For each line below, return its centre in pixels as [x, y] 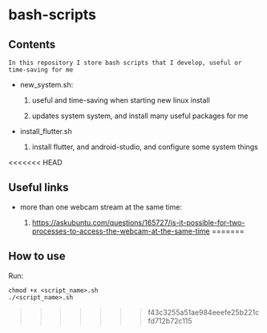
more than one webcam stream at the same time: [101, 207]
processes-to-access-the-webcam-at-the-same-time [121, 231]
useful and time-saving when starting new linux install [121, 100]
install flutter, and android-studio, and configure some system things [145, 147]
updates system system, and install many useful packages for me [140, 116]
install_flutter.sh [46, 131]
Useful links [39, 187]
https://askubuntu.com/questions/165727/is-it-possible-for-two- [138, 222]
